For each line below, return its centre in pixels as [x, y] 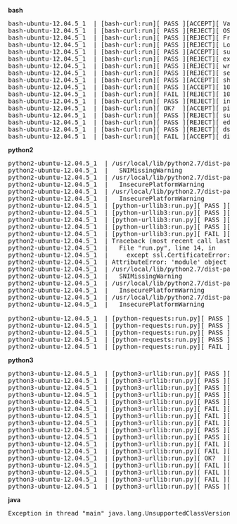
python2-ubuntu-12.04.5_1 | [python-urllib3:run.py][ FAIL [114, 234]
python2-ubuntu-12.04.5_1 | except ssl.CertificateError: [119, 255]
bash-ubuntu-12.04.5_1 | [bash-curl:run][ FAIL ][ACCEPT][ [114, 136]
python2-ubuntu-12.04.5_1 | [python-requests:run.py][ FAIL [116, 347]
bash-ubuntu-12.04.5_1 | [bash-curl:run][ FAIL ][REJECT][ [114, 94]
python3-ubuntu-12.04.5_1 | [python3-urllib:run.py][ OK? [112, 458]
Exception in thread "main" [56, 513]
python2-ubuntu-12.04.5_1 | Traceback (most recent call [110, 241]
